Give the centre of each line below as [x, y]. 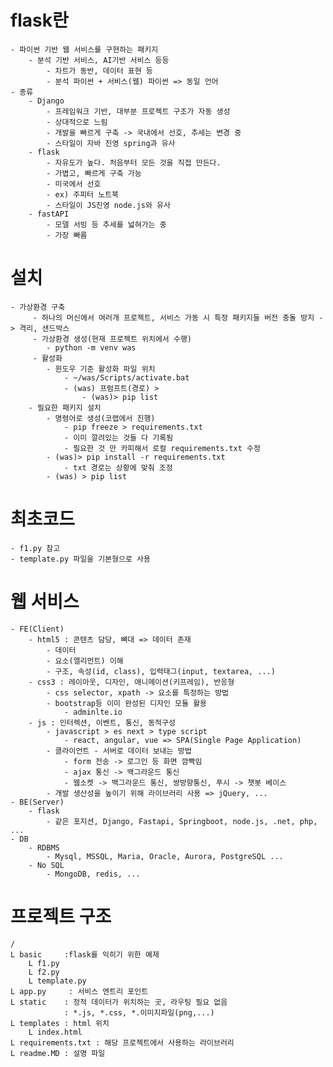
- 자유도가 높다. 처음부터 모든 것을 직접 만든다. [134, 162]
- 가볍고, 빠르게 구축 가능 [94, 173]
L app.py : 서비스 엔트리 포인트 [79, 991]
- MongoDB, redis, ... [93, 874]
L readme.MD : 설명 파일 [58, 1053]
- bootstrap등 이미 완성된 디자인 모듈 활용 [127, 703]
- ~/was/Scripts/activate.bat [126, 377]
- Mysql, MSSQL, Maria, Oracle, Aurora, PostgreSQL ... [165, 856]
